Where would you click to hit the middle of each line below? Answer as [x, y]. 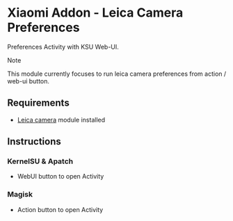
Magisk [20, 195]
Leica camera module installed [61, 120]
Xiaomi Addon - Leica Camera [95, 13]
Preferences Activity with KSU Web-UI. [63, 47]
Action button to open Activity [60, 209]
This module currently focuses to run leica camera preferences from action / [117, 74]
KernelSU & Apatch [40, 161]
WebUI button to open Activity [61, 177]
